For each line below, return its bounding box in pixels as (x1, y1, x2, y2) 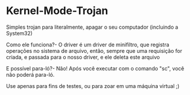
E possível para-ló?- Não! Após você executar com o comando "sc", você (6, 65, 184, 72)
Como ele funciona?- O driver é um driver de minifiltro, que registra (6, 41, 169, 48)
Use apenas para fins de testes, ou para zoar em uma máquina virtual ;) (6, 82, 180, 89)
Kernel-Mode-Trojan (6, 4, 108, 18)
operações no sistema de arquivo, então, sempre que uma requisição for (6, 47, 182, 54)
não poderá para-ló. (6, 71, 55, 78)
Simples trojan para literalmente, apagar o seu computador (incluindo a (6, 23, 178, 30)
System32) (6, 29, 33, 36)
